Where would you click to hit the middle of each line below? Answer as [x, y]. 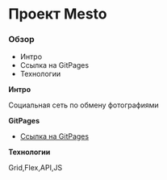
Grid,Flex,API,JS [35, 168]
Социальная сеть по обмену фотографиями [83, 105]
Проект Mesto [58, 14]
